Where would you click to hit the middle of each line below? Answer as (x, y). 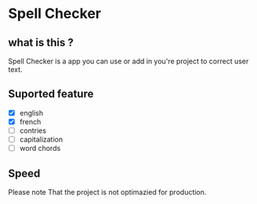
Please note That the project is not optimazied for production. (107, 191)
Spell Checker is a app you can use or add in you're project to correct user (128, 61)
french (30, 121)
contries (33, 131)
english (31, 113)
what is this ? (41, 43)
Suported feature (51, 94)
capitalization (41, 139)
